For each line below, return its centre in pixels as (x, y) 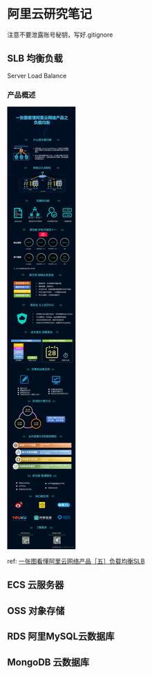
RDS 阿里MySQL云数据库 (61, 637)
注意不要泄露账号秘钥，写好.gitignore (60, 35)
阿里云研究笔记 (50, 14)
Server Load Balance (37, 75)
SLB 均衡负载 (35, 58)
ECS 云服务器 (36, 585)
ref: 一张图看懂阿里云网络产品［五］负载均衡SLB (76, 562)
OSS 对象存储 (36, 610)
